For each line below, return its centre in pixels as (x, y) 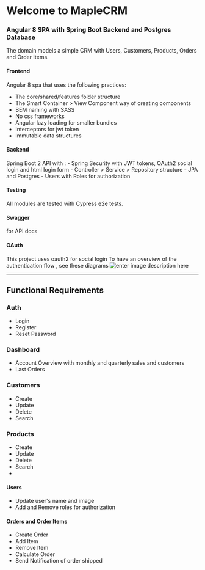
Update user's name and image (55, 501)
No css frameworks (40, 116)
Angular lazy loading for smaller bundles (66, 122)
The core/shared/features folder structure (68, 97)
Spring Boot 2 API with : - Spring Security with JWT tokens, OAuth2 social (99, 163)
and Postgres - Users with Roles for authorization (68, 176)
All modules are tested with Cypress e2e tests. (65, 204)
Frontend (18, 71)
